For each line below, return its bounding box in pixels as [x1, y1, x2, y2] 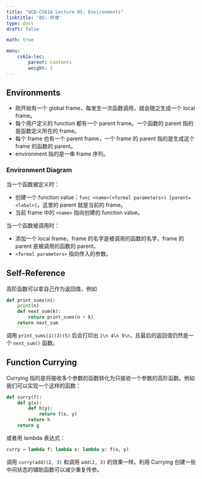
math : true [6, 37, 34, 43]
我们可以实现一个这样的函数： [6, 382, 81, 389]
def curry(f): [6, 394, 43, 400]
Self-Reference [6, 268, 66, 278]
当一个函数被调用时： [6, 221, 60, 229]
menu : [6, 48, 20, 54]
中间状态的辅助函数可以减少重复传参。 [6, 466, 102, 473]
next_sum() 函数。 [13, 339, 58, 347]
